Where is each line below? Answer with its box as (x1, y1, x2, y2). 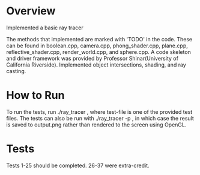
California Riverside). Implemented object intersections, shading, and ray (6, 61, 186, 68)
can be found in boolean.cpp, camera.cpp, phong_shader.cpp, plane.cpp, (6, 42, 188, 49)
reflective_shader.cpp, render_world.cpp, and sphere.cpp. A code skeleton (6, 48, 191, 55)
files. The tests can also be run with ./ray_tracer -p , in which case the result (6, 114, 194, 122)
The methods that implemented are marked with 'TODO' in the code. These (6, 35, 193, 43)
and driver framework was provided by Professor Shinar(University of (6, 55, 179, 62)
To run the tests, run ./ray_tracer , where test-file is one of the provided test (6, 108, 193, 115)
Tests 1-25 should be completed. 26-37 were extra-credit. (6, 162, 150, 169)
